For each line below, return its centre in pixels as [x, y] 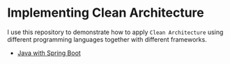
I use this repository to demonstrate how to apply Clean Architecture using [115, 32]
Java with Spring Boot [49, 53]
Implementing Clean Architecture [106, 13]
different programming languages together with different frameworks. [107, 39]
